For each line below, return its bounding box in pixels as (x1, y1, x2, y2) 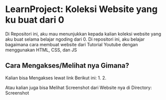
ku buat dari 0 (5, 14, 64, 26)
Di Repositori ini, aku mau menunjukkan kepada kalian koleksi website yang (5, 31, 161, 37)
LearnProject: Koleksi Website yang (5, 4, 158, 15)
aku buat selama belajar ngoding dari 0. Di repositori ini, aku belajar (5, 36, 145, 42)
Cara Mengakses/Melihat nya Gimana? (5, 61, 129, 70)
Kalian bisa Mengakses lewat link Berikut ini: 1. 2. (5, 74, 107, 81)
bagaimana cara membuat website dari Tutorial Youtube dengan (5, 41, 138, 47)
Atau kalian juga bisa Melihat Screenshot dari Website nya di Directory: (5, 84, 152, 90)
